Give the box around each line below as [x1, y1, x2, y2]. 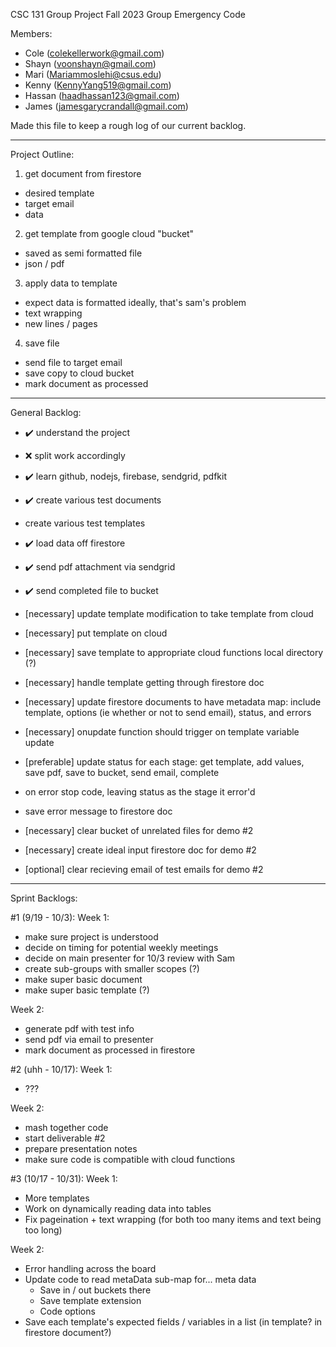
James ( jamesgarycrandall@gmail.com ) [24, 100, 189, 112]
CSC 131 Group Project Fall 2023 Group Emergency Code [10, 9, 246, 20]
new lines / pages [24, 318, 98, 329]
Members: [10, 28, 53, 39]
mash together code [24, 1122, 109, 1133]
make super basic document [24, 974, 143, 985]
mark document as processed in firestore [24, 1044, 196, 1056]
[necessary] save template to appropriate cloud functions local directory [24, 647, 324, 658]
